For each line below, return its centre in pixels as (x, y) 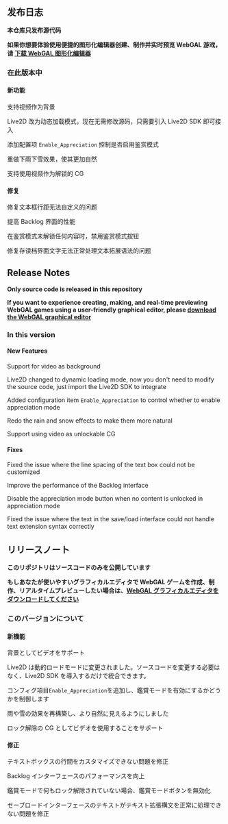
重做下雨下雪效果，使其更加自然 (52, 159)
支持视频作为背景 (31, 107)
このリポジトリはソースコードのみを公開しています (79, 568)
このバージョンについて (46, 619)
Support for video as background (54, 366)
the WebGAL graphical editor (49, 316)
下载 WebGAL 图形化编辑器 (53, 53)
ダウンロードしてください (43, 599)
